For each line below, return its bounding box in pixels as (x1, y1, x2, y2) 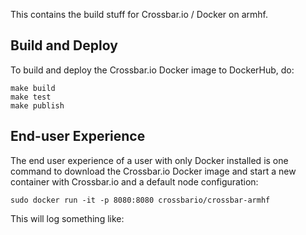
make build (10, 83, 56, 93)
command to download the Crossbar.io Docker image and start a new (10, 165, 297, 177)
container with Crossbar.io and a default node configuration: (10, 175, 259, 188)
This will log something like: (10, 212, 125, 224)
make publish (10, 100, 65, 111)
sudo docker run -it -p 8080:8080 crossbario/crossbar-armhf (10, 195, 271, 205)
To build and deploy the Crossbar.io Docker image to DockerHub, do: (10, 64, 295, 76)
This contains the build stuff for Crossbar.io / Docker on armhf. (10, 9, 268, 20)
